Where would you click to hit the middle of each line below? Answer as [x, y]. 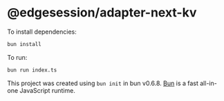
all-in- [208, 83]
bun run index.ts [32, 70]
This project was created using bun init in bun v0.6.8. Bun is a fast [103, 83]
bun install [24, 44]
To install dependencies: [42, 32]
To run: [17, 57]
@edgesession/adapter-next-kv [102, 13]
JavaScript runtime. [48, 90]
